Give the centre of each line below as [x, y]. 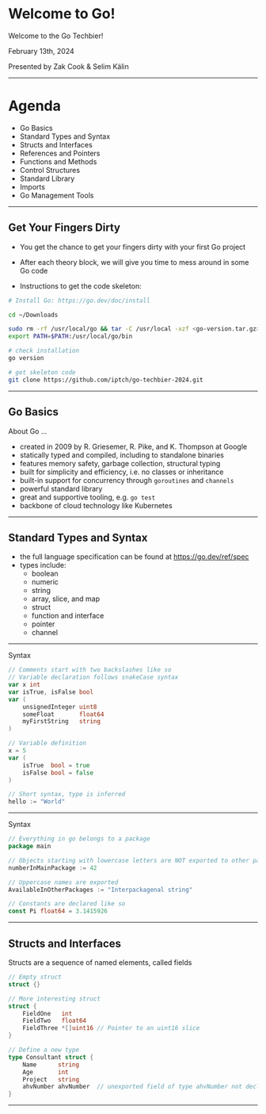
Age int [46, 1072]
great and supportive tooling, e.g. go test [87, 497]
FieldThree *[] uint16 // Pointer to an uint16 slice [111, 1028]
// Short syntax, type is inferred [67, 794]
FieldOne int [47, 1013]
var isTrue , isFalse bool [51, 692]
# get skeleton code [42, 372]
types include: [43, 565]
